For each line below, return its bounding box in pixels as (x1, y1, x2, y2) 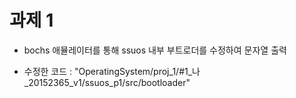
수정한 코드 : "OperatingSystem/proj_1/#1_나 (23, 65, 201, 77)
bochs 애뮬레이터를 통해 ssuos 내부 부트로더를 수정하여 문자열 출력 (23, 44, 287, 56)
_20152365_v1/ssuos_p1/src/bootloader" (23, 76, 191, 88)
